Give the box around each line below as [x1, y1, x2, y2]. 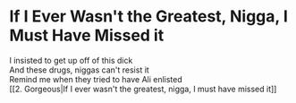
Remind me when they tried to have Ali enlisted [9, 73, 183, 84]
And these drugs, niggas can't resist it [9, 64, 149, 75]
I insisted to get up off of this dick [9, 55, 133, 65]
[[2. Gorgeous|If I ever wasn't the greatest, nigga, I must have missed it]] [9, 83, 277, 94]
